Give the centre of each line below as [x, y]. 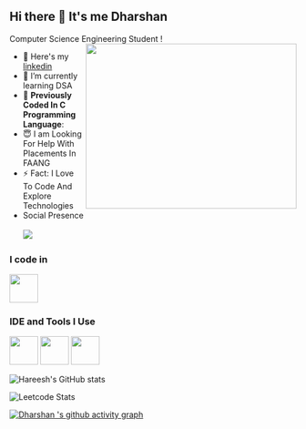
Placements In [49, 153]
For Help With [48, 143]
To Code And [47, 186]
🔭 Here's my [46, 56]
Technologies [48, 205]
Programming [49, 114]
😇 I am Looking [52, 134]
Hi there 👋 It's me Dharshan [89, 17]
